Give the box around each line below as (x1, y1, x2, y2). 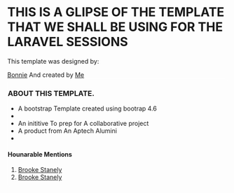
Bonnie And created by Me (7, 71, 85, 79)
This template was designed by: (7, 57, 99, 65)
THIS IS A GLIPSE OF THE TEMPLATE (7, 4, 225, 20)
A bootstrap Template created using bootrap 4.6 (18, 104, 158, 113)
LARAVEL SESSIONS (7, 34, 128, 50)
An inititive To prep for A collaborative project (18, 120, 149, 128)
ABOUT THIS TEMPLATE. (8, 88, 95, 98)
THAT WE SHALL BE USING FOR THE (7, 19, 223, 35)
